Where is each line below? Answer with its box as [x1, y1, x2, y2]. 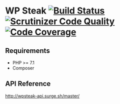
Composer [12, 65, 34, 71]
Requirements [5, 46, 50, 55]
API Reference [5, 79, 51, 88]
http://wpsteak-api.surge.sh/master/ [5, 93, 80, 99]
